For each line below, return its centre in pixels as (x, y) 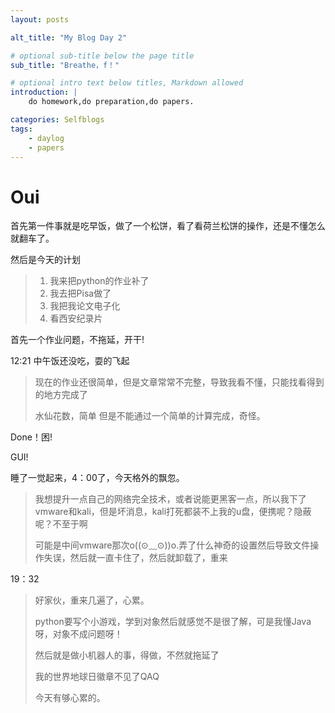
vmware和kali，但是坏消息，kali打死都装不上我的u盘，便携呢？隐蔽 (173, 512)
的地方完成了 (61, 395)
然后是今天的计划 (45, 260)
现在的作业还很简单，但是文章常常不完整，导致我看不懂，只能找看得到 (179, 382)
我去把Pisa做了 (80, 293)
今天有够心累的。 (70, 698)
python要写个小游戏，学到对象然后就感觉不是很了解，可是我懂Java (173, 622)
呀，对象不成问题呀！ (78, 634)
